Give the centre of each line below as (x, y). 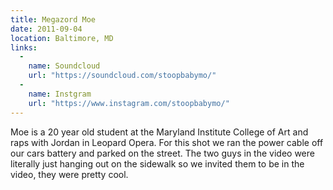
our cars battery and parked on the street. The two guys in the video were (162, 153)
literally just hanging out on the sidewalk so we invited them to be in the (157, 163)
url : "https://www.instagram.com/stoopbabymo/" (129, 103)
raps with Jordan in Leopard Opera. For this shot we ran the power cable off (167, 142)
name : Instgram (60, 94)
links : (24, 47)
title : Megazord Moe (53, 19)
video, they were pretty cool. (69, 174)
